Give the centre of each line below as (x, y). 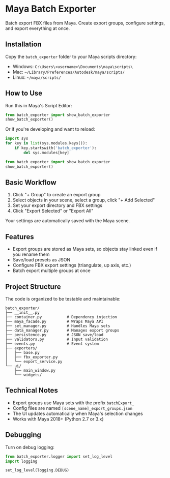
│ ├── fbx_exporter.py (32, 357)
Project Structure (33, 287)
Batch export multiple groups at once (51, 271)
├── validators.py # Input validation (57, 339)
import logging (21, 461)
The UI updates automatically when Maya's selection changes (78, 413)
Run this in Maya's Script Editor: (39, 105)
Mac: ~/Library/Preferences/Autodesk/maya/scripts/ (69, 72)
